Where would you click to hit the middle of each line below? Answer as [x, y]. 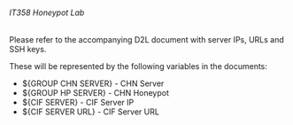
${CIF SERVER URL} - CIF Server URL [90, 112]
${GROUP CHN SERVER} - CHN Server [93, 83]
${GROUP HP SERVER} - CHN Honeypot [96, 93]
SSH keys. [28, 50]
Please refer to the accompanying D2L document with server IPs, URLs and [147, 40]
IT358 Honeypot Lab [47, 12]
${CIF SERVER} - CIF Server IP [78, 103]
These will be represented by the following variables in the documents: [139, 66]
